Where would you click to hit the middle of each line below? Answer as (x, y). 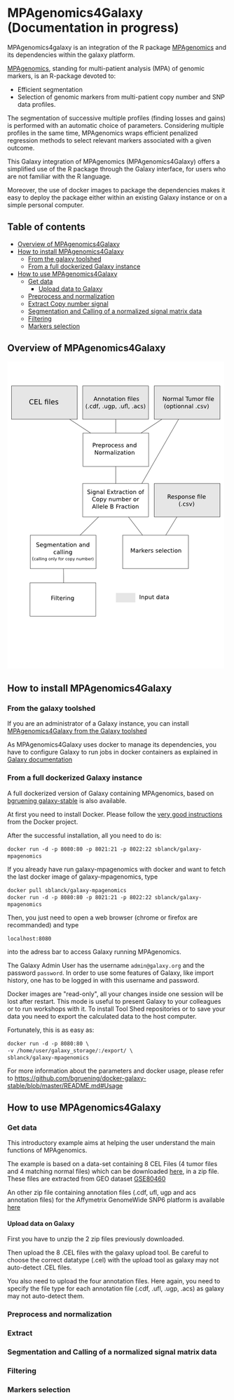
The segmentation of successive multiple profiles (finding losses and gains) (117, 118)
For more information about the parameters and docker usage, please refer (116, 1071)
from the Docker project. (43, 822)
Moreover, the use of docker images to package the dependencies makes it (116, 190)
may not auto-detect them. (46, 1296)
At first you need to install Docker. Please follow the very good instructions (115, 814)
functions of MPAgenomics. (47, 1151)
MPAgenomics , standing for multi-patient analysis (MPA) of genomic (106, 68)
